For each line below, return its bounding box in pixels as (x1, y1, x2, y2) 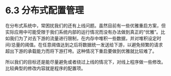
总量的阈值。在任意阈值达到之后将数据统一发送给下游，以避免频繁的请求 (11, 41, 163, 47)
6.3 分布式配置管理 (5, 5, 84, 16)
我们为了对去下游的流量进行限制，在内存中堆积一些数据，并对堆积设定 (9, 35, 157, 41)
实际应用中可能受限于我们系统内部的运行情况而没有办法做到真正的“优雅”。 (5, 29, 161, 35)
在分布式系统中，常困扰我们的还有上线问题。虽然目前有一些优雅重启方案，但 (5, 22, 166, 29)
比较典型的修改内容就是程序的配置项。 (5, 65, 85, 71)
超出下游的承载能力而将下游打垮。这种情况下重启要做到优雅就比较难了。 (5, 48, 157, 54)
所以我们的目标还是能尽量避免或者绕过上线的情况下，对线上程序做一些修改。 (5, 59, 166, 65)
